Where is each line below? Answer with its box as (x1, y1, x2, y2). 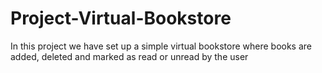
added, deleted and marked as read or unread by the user (10, 50, 249, 62)
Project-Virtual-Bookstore (10, 7, 232, 30)
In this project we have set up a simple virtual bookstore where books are (10, 40, 312, 52)
